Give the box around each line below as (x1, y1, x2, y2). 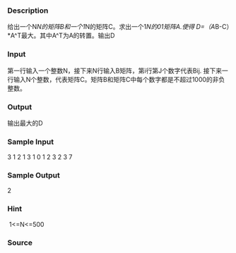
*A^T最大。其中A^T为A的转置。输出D (7, 31, 115, 40)
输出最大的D (7, 118, 44, 127)
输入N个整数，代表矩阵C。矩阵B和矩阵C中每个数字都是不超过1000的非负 (13, 75, 225, 83)
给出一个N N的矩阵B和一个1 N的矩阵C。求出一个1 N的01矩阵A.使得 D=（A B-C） (7, 23, 230, 31)
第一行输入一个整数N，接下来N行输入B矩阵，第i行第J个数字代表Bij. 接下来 (7, 66, 223, 75)
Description (7, 6, 49, 16)
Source (7, 237, 33, 247)
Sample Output (7, 171, 60, 180)
